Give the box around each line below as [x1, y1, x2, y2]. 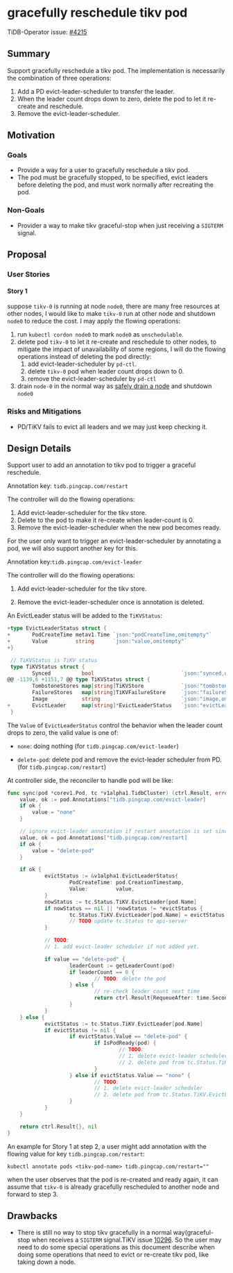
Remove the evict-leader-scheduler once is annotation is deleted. [17, 598, 205, 607]
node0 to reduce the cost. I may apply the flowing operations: [7, 317, 181, 326]
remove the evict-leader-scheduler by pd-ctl [27, 375, 157, 383]
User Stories [7, 269, 51, 279]
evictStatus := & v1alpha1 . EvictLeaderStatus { [44, 872, 178, 879]
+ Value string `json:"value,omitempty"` [7, 638, 188, 645]
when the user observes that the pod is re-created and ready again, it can [7, 1175, 218, 1183]
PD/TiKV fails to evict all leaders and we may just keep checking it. [17, 422, 208, 431]
